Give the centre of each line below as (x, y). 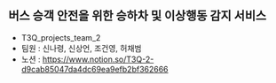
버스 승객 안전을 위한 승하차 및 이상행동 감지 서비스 (138, 16)
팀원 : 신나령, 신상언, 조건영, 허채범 (81, 48)
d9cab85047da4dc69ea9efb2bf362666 (95, 69)
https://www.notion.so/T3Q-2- (98, 59)
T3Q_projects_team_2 (61, 37)
